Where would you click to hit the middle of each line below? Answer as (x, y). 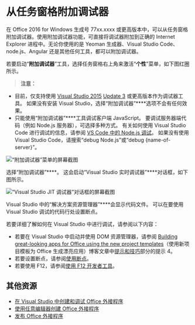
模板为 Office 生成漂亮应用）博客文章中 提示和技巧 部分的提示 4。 (97, 251)
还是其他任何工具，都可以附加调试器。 (95, 51)
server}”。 (27, 147)
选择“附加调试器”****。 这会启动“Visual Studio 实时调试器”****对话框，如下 (97, 172)
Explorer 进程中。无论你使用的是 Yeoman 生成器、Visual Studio (83, 44)
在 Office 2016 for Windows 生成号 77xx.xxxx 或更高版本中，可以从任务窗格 (97, 29)
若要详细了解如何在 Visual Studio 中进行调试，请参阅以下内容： (82, 224)
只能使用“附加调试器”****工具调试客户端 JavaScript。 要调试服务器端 (98, 118)
